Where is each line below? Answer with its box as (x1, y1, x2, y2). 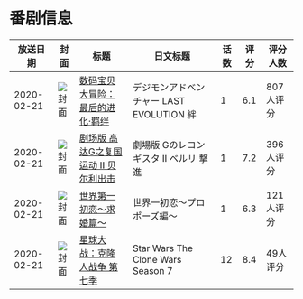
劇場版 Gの (132, 138, 179, 151)
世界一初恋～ (132, 196, 188, 209)
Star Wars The (132, 241, 194, 254)
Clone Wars (132, 253, 182, 266)
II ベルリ (161, 152, 197, 164)
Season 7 (132, 264, 173, 276)
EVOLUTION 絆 (132, 107, 197, 120)
